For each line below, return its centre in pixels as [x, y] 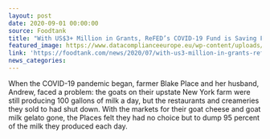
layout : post [30, 16]
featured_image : [35, 46]
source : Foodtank [37, 31]
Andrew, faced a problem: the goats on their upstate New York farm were [129, 92]
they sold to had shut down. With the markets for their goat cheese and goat [135, 108]
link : [17, 53]
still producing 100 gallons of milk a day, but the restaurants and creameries [134, 100]
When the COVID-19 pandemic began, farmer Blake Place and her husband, [134, 83]
